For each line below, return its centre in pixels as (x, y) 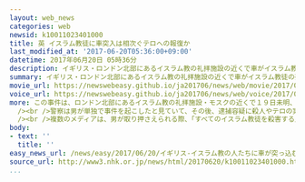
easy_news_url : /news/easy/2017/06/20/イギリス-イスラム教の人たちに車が (141, 153)
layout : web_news (42, 18)
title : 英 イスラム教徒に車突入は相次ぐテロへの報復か (100, 43)
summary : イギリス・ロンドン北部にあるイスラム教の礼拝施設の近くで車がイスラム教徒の (152, 77)
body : (20, 128)
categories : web (40, 26)
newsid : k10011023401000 (56, 35)
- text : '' (30, 136)
